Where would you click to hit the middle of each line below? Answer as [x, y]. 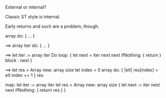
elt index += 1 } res [24, 75]
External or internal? [26, 7]
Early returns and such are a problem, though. [52, 26]
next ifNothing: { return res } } [36, 90]
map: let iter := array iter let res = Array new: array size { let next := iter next [83, 85]
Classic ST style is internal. [33, 17]
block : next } [19, 60]
